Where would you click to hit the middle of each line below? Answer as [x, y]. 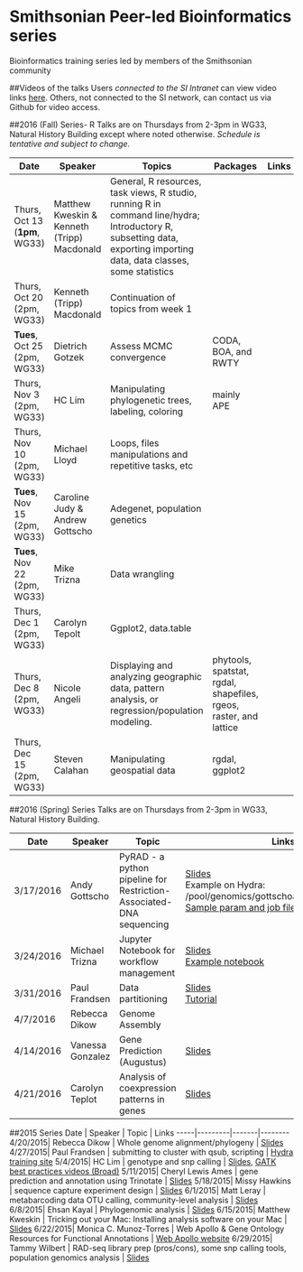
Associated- [146, 902]
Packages [235, 166]
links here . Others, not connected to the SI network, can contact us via [141, 97]
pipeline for [143, 879]
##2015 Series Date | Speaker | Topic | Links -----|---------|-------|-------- [150, 1133]
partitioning [143, 998]
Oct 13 [28, 220]
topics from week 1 [151, 309]
